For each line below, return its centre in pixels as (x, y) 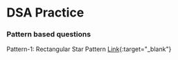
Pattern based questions (49, 34)
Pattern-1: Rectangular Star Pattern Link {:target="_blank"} (89, 49)
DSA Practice (45, 13)
